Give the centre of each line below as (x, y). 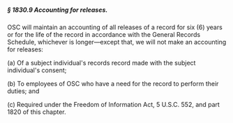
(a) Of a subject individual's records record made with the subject (102, 63)
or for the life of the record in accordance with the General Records (104, 34)
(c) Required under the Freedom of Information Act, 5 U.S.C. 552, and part (113, 104)
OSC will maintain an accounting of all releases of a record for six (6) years (115, 27)
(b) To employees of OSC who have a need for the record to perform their (113, 83)
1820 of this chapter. (37, 112)
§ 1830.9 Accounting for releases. (58, 10)
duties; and (23, 91)
